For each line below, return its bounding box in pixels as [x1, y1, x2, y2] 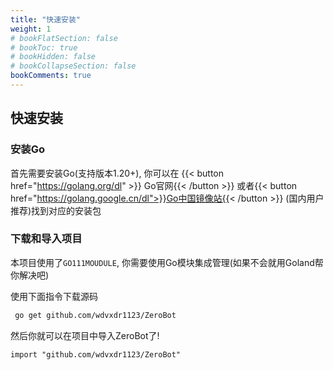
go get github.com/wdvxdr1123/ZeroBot [14, 310, 177, 320]
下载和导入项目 [10, 232, 83, 246]
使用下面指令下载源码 [10, 290, 98, 302]
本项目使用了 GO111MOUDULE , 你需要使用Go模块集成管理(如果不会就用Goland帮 [10, 256, 324, 268]
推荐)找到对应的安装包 [10, 204, 102, 216]
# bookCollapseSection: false [10, 61, 137, 71]
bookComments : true [10, 71, 92, 81]
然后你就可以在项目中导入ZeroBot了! [10, 329, 160, 341]
